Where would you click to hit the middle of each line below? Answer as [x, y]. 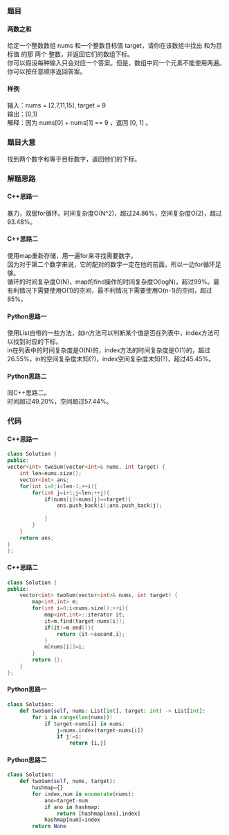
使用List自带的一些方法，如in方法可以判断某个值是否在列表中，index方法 [110, 333]
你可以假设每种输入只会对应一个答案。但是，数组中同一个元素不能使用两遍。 [116, 63]
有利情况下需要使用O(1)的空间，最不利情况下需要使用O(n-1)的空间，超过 [110, 290]
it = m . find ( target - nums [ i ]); [85, 621]
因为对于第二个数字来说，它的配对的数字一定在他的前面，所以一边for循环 [111, 264]
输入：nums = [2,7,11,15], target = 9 [56, 105]
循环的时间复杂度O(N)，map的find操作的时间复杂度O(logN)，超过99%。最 [113, 282]
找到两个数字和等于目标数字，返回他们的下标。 [74, 159]
